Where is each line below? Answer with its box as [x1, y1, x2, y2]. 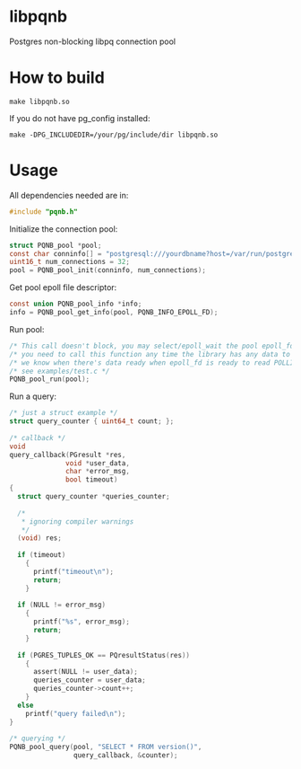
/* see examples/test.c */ [9, 367, 110, 376]
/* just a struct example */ [9, 409, 118, 418]
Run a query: [9, 391, 56, 402]
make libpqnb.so [9, 97, 70, 106]
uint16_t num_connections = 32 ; [9, 258, 130, 267]
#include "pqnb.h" [9, 207, 78, 217]
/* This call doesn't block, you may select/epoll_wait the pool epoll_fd [9, 341, 295, 350]
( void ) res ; [17, 534, 63, 543]
